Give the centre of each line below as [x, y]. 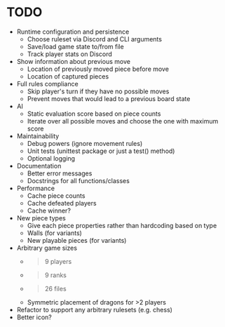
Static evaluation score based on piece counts [94, 114]
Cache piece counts [56, 195]
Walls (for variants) [54, 233]
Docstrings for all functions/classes [79, 180]
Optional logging [51, 158]
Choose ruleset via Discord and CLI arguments [95, 39]
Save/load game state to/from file [75, 46]
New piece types [41, 218]
